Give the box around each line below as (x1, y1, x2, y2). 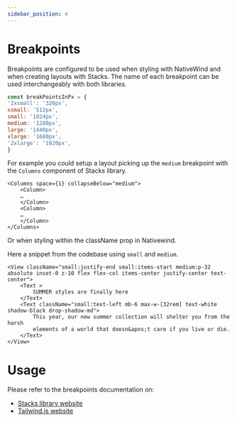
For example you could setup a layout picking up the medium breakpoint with (7, 159, 228, 168)
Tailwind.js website (17, 406, 74, 416)
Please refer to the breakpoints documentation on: (7, 385, 155, 394)
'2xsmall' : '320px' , (7, 100, 69, 107)
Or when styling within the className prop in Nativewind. (7, 236, 177, 245)
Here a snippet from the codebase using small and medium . (7, 250, 179, 259)
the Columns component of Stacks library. (7, 166, 128, 175)
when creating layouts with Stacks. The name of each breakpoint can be (7, 72, 219, 80)
